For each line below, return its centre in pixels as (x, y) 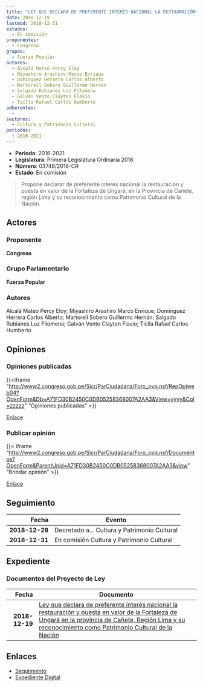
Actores (22, 223)
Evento (116, 520)
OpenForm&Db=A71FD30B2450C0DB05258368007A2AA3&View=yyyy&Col (100, 399)
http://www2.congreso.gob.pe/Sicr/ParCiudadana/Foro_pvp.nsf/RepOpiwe (101, 386)
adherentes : (21, 108)
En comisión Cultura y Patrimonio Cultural (113, 540)
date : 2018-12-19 (28, 18)
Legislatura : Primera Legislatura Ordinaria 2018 (74, 159)
